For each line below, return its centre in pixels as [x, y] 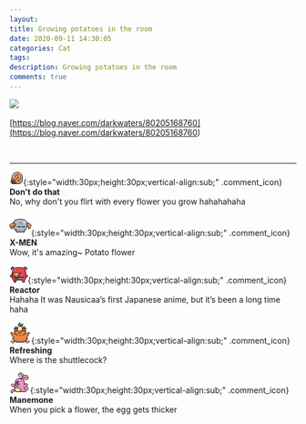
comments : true [38, 78]
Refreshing [31, 350]
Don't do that [35, 191]
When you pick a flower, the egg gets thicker [93, 409]
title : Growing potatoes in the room [81, 29]
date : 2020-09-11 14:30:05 [61, 38]
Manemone [31, 399]
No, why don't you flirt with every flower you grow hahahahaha [127, 202]
